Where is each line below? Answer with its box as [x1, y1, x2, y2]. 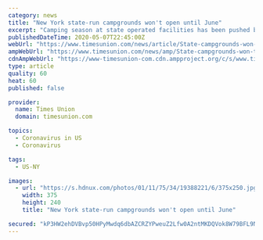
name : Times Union [15, 106, 76, 113]
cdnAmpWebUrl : [8, 56, 55, 63]
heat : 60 [8, 77, 37, 84]
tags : [8, 156, 26, 163]
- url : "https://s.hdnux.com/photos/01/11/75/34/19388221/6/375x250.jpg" [15, 184, 261, 192]
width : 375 [22, 192, 58, 199]
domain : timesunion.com [15, 113, 92, 121]
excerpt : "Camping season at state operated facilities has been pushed [8, 26, 250, 34]
